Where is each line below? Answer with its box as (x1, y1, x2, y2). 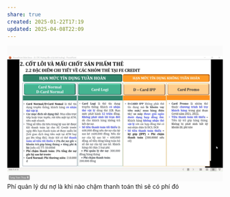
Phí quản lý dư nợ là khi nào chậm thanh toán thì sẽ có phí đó (7, 182, 179, 190)
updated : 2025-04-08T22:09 (7, 25, 84, 32)
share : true (7, 11, 41, 18)
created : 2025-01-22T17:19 (7, 18, 84, 25)
